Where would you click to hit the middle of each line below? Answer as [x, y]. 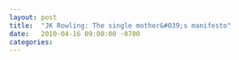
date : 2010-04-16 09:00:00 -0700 [75, 34]
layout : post [33, 17]
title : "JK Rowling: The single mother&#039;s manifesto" [120, 26]
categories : [31, 42]
